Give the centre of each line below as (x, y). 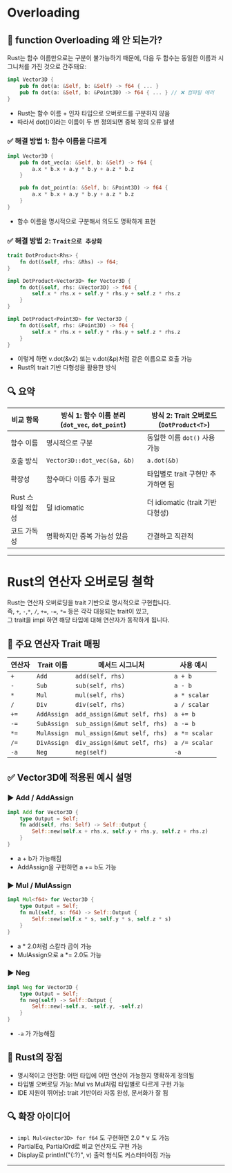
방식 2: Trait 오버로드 (184, 416)
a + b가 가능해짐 (39, 858)
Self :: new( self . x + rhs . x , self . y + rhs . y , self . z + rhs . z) (120, 831)
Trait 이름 (52, 665)
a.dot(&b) (163, 461)
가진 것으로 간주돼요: (59, 66)
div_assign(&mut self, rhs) (121, 743)
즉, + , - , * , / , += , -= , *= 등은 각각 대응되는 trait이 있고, (78, 611)
